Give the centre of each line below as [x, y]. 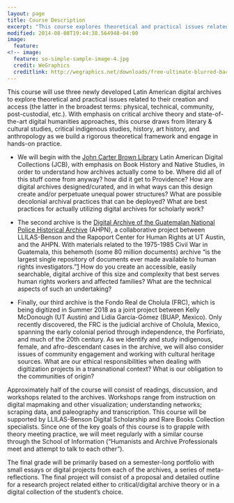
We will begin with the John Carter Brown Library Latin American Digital [120, 157]
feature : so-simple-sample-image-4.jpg [71, 59]
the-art [17, 121]
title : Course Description [46, 20]
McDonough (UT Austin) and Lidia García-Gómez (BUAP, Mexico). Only [119, 317]
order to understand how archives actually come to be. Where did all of [119, 172]
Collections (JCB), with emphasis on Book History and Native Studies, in [121, 164]
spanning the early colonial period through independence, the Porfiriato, [121, 332]
